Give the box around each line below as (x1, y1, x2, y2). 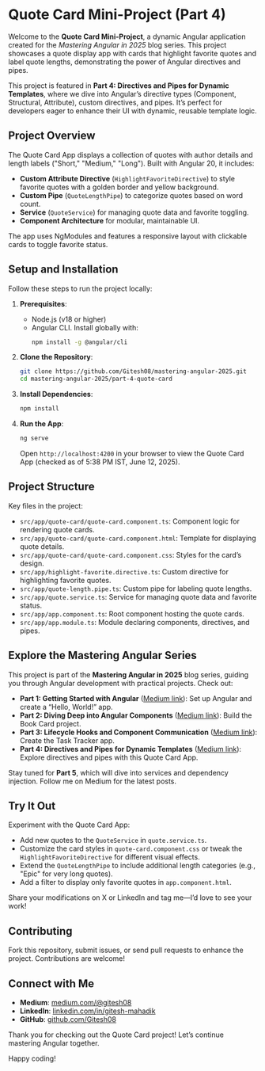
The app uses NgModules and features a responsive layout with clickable (8, 231, 248, 241)
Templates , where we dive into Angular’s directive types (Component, (8, 89, 237, 98)
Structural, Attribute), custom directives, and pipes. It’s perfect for (8, 97, 223, 107)
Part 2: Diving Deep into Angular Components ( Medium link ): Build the (19, 711, 252, 720)
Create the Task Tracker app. (19, 735, 115, 745)
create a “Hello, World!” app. (19, 702, 113, 711)
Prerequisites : (19, 299, 67, 308)
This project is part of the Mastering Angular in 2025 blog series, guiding (8, 669, 249, 679)
